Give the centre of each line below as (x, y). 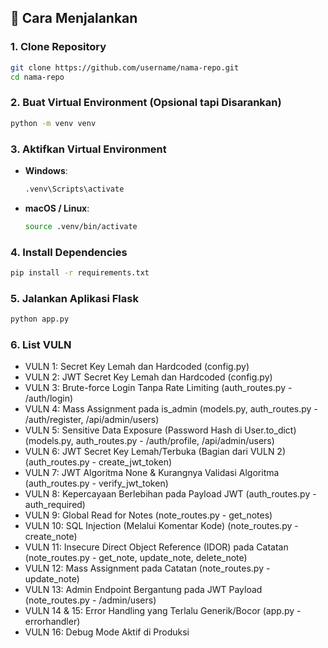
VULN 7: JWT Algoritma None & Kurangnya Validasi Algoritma (152, 473)
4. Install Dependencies (69, 252)
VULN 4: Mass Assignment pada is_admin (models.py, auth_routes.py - (171, 409)
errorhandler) (52, 622)
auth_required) (55, 505)
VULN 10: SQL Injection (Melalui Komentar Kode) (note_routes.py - (161, 526)
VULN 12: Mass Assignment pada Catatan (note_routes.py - (147, 568)
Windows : (46, 170)
